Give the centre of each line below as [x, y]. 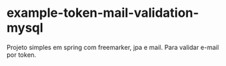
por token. [21, 55]
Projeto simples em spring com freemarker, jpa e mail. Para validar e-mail [113, 47]
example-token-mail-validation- [103, 13]
